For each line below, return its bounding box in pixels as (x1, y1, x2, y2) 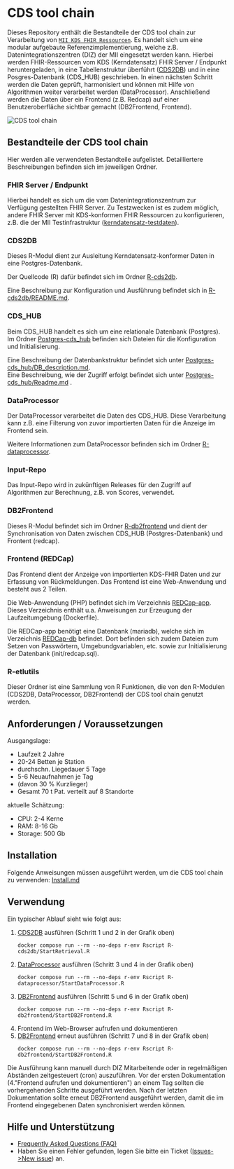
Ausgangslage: (7, 736, 51, 744)
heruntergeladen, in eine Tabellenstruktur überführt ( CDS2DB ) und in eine (7, 65, 220, 74)
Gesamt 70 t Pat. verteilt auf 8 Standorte (17, 787, 134, 795)
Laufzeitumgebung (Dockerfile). (7, 613, 99, 622)
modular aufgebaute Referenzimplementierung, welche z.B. (7, 43, 179, 51)
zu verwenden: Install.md (7, 875, 80, 884)
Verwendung (7, 896, 65, 908)
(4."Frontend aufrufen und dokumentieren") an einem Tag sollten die (7, 1078, 205, 1087)
